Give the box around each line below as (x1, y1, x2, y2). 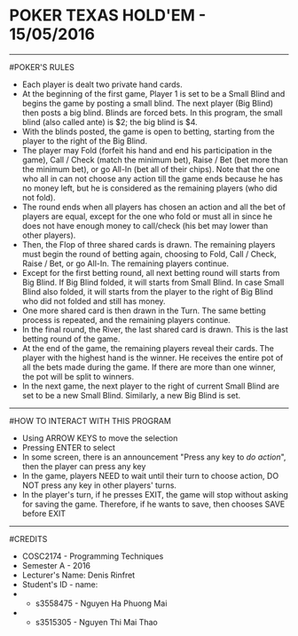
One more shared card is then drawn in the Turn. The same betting (21, 305, 266, 316)
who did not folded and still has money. (21, 295, 166, 306)
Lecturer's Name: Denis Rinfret (21, 569, 136, 580)
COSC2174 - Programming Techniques (21, 551, 164, 561)
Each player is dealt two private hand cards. (21, 79, 184, 90)
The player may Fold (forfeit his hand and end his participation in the (21, 145, 272, 155)
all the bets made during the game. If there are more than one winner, (21, 361, 277, 373)
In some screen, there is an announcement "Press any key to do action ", (21, 451, 286, 462)
